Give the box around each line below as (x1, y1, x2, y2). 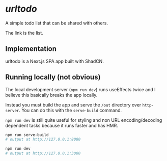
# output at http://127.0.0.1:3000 (5, 151, 81, 156)
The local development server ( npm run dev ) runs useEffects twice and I (5, 86, 156, 92)
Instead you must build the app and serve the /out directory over (5, 101, 142, 108)
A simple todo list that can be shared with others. (5, 20, 108, 26)
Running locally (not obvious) (5, 73, 101, 82)
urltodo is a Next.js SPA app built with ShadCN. (5, 58, 104, 64)
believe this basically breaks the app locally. (5, 92, 98, 98)
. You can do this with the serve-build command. (18, 107, 122, 113)
